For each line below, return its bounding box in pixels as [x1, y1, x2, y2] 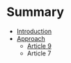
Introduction [16, 27, 52, 35]
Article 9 [26, 42, 52, 50]
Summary [6, 4, 64, 20]
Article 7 [26, 49, 52, 57]
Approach [16, 34, 46, 42]
